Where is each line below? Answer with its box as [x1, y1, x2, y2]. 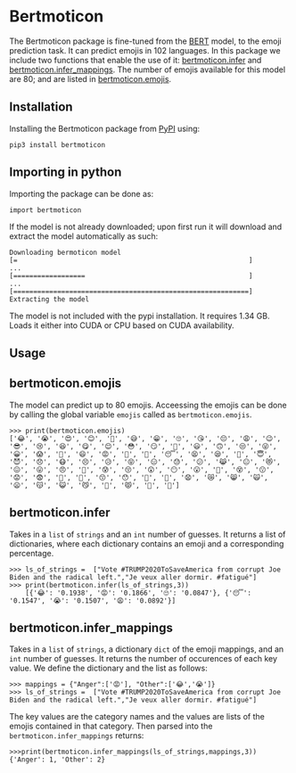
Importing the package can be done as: [9, 188, 154, 199]
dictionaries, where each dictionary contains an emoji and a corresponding [9, 538, 284, 549]
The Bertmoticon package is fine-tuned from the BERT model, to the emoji [9, 36, 283, 46]
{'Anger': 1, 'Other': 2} [9, 755, 105, 764]
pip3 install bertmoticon [9, 140, 105, 149]
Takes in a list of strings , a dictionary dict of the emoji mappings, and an [9, 644, 284, 654]
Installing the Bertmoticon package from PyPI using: [9, 123, 201, 134]
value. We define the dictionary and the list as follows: [9, 662, 208, 674]
